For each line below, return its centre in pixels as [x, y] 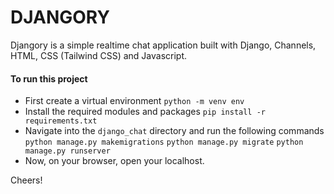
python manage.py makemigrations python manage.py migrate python [164, 142]
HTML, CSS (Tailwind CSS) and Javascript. [99, 55]
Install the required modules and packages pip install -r [145, 112]
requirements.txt [61, 121]
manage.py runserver [67, 151]
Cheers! [26, 180]
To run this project [49, 78]
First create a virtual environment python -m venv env [134, 101]
